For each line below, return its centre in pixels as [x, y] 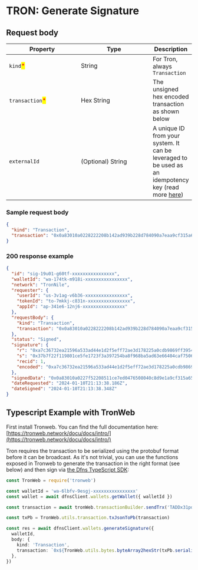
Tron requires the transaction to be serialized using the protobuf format [93, 451]
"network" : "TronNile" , [40, 285]
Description [171, 49]
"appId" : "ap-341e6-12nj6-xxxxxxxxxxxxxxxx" [72, 307]
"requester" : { [30, 290]
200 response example [40, 256]
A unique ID [169, 128]
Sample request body [37, 212]
